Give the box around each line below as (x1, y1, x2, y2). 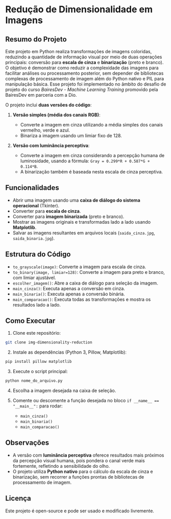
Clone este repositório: (12, 330, 61, 336)
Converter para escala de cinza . (12, 208, 81, 214)
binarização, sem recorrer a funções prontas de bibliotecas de (12, 473, 144, 480)
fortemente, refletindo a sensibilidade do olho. (12, 463, 110, 469)
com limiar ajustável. (12, 274, 56, 280)
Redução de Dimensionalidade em (5, 4, 153, 15)
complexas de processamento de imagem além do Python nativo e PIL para (5, 76, 164, 81)
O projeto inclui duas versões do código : (5, 102, 92, 108)
